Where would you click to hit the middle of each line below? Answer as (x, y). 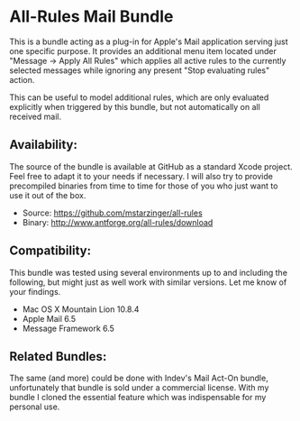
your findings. (35, 291)
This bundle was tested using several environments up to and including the (149, 272)
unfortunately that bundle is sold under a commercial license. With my (139, 388)
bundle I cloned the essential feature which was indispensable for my (138, 398)
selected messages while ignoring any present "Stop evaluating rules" (140, 70)
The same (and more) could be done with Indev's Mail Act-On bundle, (139, 378)
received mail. (35, 116)
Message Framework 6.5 (68, 328)
